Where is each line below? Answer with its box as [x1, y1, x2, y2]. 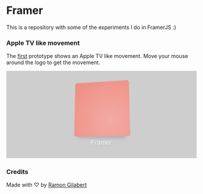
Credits [6, 167, 28, 176]
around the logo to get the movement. [6, 59, 101, 66]
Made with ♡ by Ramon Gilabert [6, 181, 87, 188]
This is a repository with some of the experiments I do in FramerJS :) [6, 24, 176, 31]
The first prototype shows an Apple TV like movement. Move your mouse [6, 53, 188, 60]
